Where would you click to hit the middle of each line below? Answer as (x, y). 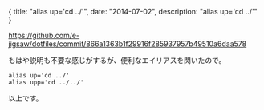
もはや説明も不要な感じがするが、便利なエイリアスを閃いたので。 (117, 60)
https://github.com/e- (44, 35)
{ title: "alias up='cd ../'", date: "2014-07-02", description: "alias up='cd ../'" (133, 12)
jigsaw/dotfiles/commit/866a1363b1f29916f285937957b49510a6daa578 (128, 44)
